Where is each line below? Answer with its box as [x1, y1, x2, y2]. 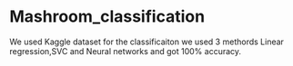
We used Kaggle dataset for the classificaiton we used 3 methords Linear [9, 36, 285, 47]
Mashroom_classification [9, 6, 206, 27]
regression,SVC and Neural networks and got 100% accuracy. [9, 45, 242, 56]
